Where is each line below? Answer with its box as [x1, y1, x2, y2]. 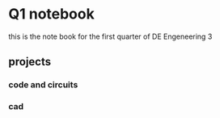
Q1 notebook [8, 5, 95, 23]
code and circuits [8, 79, 78, 91]
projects [8, 55, 52, 69]
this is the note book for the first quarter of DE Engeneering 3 [8, 32, 213, 41]
